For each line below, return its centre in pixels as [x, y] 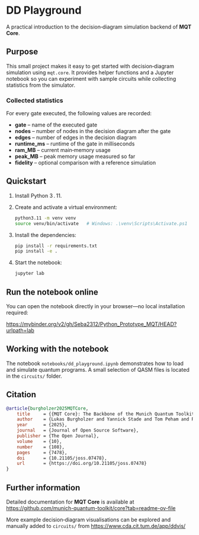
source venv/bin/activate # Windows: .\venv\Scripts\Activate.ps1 [101, 223]
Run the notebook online [52, 292]
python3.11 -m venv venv [45, 218]
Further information [43, 487]
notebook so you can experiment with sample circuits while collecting [91, 78]
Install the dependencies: [46, 235]
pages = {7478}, [42, 452]
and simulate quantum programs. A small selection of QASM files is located [98, 369]
